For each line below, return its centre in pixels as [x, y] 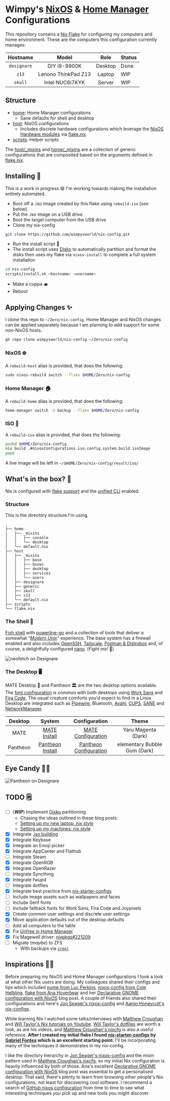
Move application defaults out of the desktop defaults [68, 920]
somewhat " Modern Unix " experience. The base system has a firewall [78, 638]
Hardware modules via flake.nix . [54, 134]
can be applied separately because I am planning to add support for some [82, 325]
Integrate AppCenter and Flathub [47, 851]
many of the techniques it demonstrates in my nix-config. [65, 1045]
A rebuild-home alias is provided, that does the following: [64, 401]
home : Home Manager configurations [52, 112]
